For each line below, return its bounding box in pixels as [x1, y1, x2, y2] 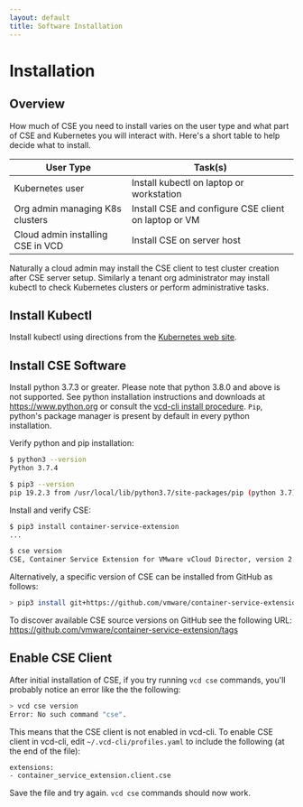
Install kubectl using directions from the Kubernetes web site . [9, 331, 237, 343]
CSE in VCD [14, 239, 64, 252]
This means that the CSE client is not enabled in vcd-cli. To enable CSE [9, 726, 273, 737]
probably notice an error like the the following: [9, 683, 181, 695]
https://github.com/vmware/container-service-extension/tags [9, 625, 239, 635]
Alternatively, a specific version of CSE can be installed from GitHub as [9, 571, 273, 582]
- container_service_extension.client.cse [9, 771, 171, 781]
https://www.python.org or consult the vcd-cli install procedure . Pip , [9, 401, 263, 412]
